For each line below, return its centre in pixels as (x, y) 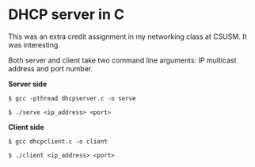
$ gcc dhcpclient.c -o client (58, 141)
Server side (28, 84)
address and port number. (51, 68)
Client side (27, 127)
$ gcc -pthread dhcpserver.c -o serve (72, 98)
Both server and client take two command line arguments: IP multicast (122, 60)
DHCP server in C (67, 15)
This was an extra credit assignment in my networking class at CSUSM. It (127, 36)
